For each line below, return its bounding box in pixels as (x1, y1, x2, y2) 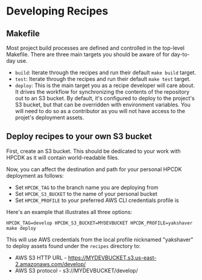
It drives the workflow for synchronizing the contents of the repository (14, 88, 190, 95)
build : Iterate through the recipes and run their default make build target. (14, 69, 197, 76)
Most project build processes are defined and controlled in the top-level (6, 44, 185, 51)
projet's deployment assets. (14, 114, 84, 121)
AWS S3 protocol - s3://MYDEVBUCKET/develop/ (14, 267, 138, 274)
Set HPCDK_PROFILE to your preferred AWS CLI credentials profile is (14, 197, 179, 204)
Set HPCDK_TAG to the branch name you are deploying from (14, 183, 159, 191)
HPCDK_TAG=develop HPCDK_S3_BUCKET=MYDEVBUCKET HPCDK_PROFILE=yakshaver (6, 220, 193, 226)
